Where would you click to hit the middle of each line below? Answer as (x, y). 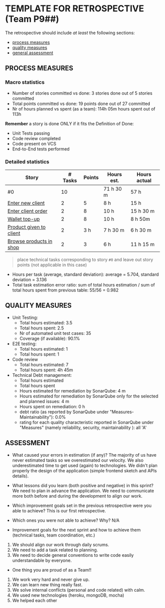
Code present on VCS (34, 143)
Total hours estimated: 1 (43, 349)
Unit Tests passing (31, 133)
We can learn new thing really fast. (47, 584)
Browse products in (30, 241)
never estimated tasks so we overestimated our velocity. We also (78, 460)
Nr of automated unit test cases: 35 (55, 333)
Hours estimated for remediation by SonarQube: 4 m (73, 391)
